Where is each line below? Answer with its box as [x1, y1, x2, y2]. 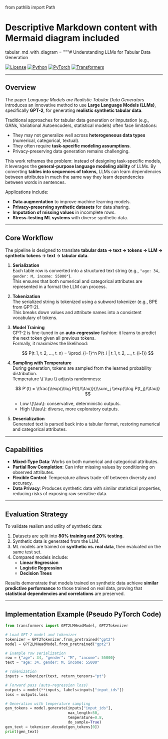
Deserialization [12, 415, 45, 421]
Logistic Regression [19, 565, 62, 571]
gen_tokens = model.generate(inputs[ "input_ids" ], [5, 706, 113, 711]
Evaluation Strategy [5, 510, 68, 518]
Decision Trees [19, 570, 52, 576]
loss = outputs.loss [5, 692, 48, 697]
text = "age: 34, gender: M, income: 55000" [5, 660, 99, 665]
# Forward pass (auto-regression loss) [5, 682, 88, 688]
